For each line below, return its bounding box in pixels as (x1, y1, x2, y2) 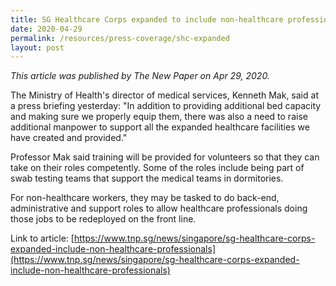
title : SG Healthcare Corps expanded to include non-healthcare (10, 14, 284, 25)
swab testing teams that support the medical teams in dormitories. (10, 172, 284, 185)
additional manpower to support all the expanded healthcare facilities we (10, 121, 310, 133)
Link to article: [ (10, 232, 75, 245)
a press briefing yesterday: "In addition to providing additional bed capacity (10, 100, 322, 112)
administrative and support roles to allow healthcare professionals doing (10, 202, 308, 215)
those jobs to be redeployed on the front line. (10, 213, 197, 225)
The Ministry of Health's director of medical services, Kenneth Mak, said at (10, 89, 319, 101)
